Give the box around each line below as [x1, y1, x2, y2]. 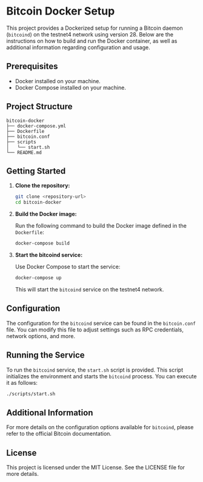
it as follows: [6, 379, 38, 386]
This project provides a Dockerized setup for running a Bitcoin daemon [6, 24, 183, 32]
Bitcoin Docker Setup [6, 4, 115, 18]
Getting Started [6, 166, 66, 176]
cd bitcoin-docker [15, 199, 62, 206]
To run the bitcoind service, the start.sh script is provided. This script [6, 366, 184, 373]
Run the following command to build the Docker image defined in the [15, 222, 187, 229]
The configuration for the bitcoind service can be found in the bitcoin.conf [6, 319, 196, 327]
